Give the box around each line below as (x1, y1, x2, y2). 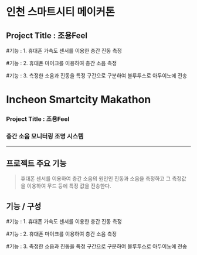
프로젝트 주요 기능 (6, 158, 67, 168)
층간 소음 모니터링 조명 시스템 (6, 132, 84, 141)
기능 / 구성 (6, 201, 42, 211)
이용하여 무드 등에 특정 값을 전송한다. (26, 182, 111, 189)
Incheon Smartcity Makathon (6, 93, 151, 106)
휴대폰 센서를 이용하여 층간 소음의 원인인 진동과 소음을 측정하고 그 (20, 175, 171, 182)
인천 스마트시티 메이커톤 (6, 5, 116, 19)
